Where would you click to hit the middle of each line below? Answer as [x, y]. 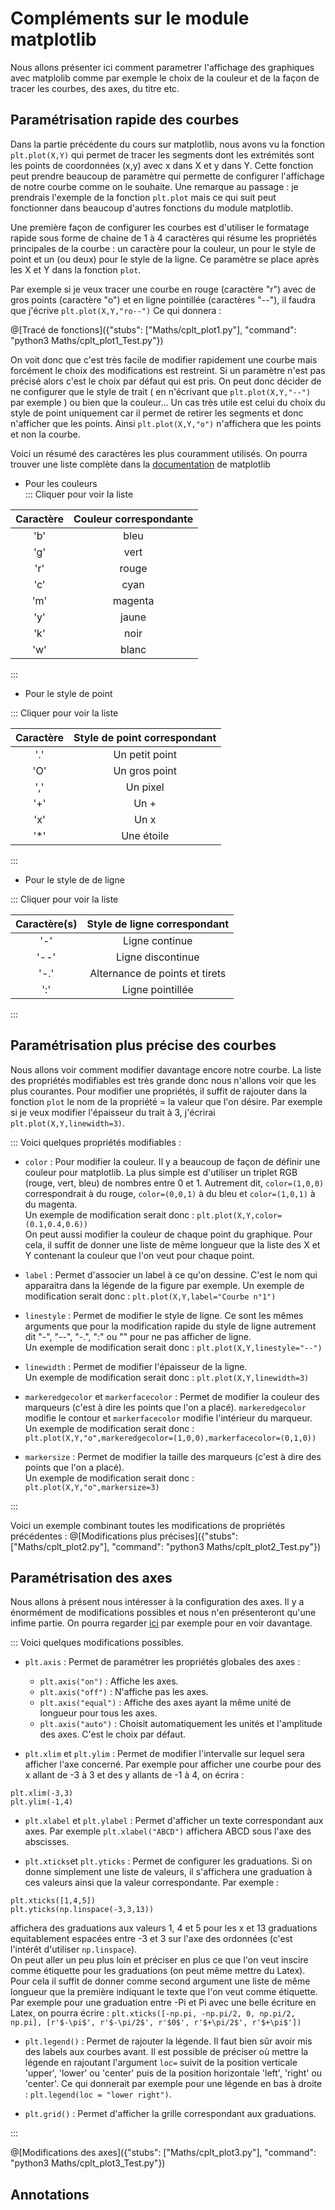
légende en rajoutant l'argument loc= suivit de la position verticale [161, 2063]
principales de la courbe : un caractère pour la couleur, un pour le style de [163, 248]
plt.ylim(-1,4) [42, 1802]
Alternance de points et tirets [158, 973]
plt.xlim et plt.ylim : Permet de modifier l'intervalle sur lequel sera [164, 1754]
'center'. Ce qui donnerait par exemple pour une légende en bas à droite [173, 2084]
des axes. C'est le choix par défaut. [113, 1734]
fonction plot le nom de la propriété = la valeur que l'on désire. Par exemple [166, 1101]
